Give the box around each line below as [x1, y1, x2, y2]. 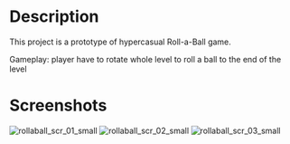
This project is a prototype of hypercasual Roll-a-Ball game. [9, 36, 232, 47]
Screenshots [9, 95, 108, 116]
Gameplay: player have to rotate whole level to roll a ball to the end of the [9, 53, 282, 64]
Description [9, 6, 99, 27]
